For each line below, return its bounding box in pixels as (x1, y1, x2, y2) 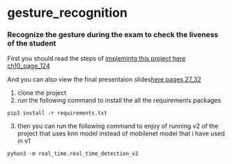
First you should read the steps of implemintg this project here (7, 54, 186, 63)
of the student (7, 38, 56, 48)
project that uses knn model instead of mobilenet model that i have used (17, 129, 225, 137)
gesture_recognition (7, 5, 127, 21)
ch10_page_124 (7, 61, 50, 70)
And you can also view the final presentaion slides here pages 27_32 (7, 75, 202, 84)
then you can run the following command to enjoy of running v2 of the (17, 122, 219, 131)
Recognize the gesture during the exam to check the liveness (7, 30, 219, 40)
